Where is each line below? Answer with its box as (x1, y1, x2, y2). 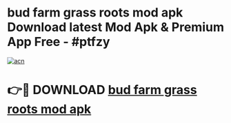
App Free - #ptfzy (7, 34, 110, 49)
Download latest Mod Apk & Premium (7, 19, 224, 35)
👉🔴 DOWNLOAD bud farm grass (7, 82, 198, 98)
